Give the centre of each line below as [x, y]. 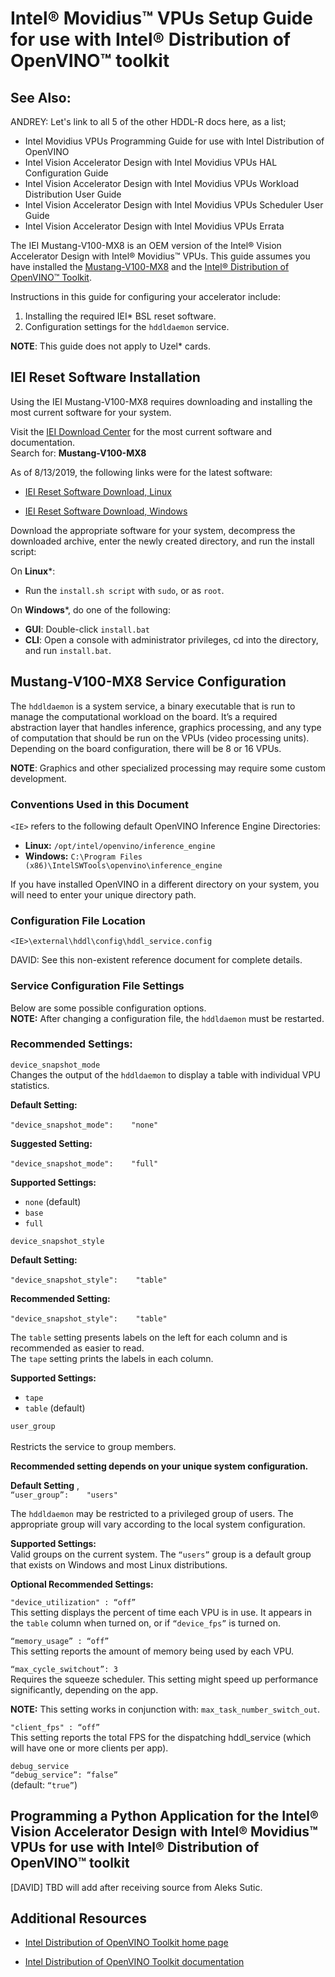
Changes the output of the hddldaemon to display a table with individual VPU [165, 1074]
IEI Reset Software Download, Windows [106, 511]
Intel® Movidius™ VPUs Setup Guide [161, 18]
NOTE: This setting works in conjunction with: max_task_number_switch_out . [165, 1709]
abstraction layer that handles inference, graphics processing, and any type [166, 727]
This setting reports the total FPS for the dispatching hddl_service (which [161, 1737]
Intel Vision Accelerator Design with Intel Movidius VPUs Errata [154, 226]
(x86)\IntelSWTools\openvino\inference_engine [123, 865]
